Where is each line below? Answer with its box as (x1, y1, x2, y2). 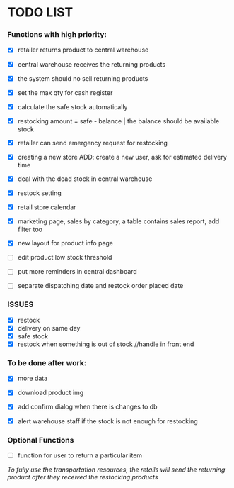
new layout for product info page (17, 239, 114, 248)
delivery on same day (17, 323, 81, 332)
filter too (17, 225, 43, 234)
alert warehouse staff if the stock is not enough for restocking (17, 416, 198, 426)
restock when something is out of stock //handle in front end (17, 340, 194, 348)
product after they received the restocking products (7, 472, 158, 481)
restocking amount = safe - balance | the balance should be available (17, 116, 220, 125)
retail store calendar (17, 203, 76, 211)
